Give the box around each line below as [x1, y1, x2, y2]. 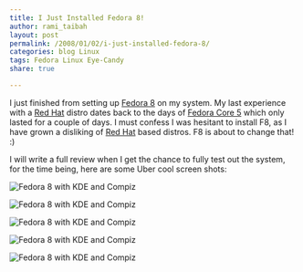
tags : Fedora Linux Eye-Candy [9, 56, 125, 65]
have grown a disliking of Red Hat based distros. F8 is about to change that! [9, 126, 295, 137]
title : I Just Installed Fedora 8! [9, 13, 145, 23]
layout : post [9, 30, 59, 39]
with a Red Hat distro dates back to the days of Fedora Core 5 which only [9, 107, 285, 118]
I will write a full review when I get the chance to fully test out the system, [9, 153, 286, 164]
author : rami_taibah [9, 22, 89, 31]
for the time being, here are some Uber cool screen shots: [9, 163, 227, 174]
